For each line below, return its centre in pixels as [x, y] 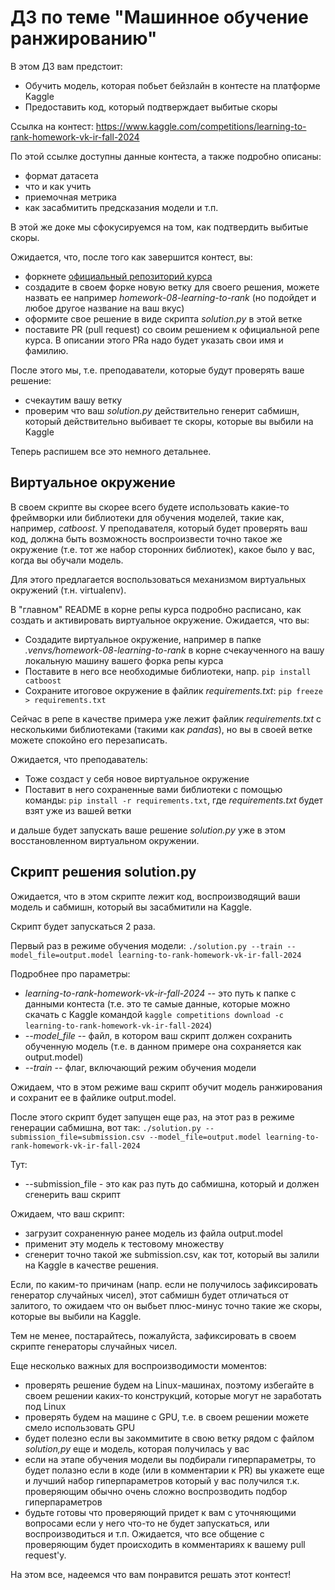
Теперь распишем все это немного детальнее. [111, 451]
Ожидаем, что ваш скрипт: [67, 1213]
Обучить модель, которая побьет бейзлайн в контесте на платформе [172, 85]
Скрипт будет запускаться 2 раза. [83, 926]
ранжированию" [84, 38]
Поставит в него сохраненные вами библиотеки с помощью [153, 789]
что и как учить [58, 186]
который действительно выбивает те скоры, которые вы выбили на [169, 421]
